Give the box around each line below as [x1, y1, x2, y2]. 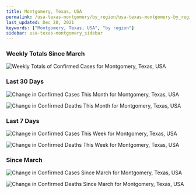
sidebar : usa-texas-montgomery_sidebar [6, 30, 103, 36]
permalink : [6, 14, 33, 20]
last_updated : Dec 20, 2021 [6, 19, 75, 25]
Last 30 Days [6, 77, 44, 85]
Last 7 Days [6, 116, 40, 125]
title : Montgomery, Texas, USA [6, 8, 82, 15]
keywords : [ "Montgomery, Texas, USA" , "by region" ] [6, 25, 134, 31]
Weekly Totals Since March [6, 50, 85, 58]
